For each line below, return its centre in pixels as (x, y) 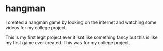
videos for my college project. (36, 27)
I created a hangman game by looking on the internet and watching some (81, 22)
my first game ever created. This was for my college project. (68, 42)
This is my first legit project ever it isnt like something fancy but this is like (81, 37)
